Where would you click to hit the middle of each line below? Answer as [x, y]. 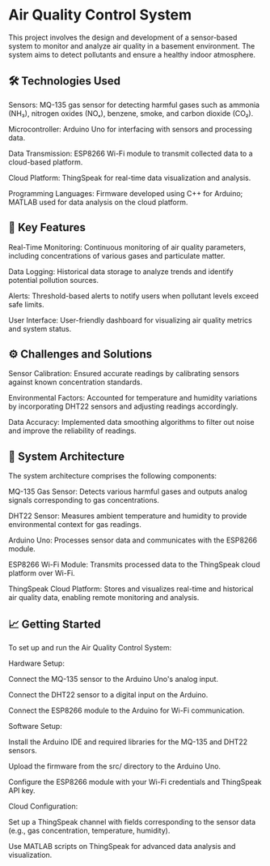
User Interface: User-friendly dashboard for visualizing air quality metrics [130, 320]
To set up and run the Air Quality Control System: [90, 647]
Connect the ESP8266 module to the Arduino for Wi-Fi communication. [127, 710]
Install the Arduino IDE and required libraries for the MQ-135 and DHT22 [128, 742]
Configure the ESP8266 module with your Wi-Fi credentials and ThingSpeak [135, 782]
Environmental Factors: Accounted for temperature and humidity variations [133, 398]
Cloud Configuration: [43, 806]
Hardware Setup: [36, 663]
